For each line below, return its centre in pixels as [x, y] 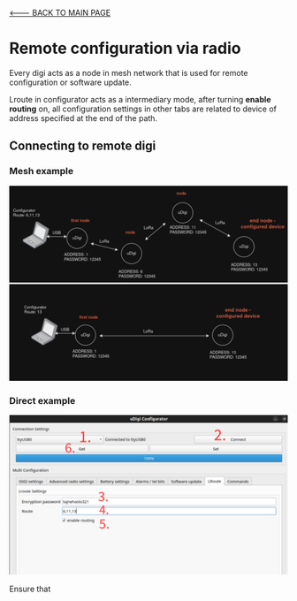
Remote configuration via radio [125, 49]
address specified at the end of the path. [83, 118]
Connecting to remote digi [83, 146]
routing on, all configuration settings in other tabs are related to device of [143, 109]
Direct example [42, 400]
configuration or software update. [71, 82]
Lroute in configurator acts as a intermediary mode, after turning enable [140, 99]
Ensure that [30, 589]
